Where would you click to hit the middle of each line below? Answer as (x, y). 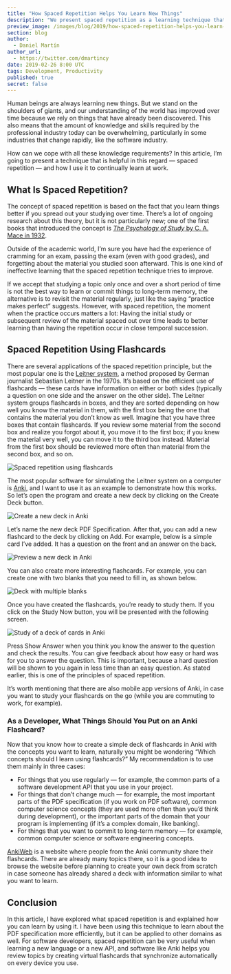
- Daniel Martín (36, 45)
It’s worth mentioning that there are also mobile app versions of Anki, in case (115, 688)
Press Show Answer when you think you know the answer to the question (111, 646)
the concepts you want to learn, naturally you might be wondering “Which (112, 752)
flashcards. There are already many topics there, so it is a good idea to (107, 859)
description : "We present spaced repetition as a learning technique (109, 20)
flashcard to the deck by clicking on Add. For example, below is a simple (110, 536)
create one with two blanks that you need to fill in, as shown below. (102, 578)
